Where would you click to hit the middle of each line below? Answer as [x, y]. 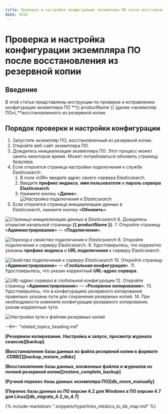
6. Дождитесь [132, 219]
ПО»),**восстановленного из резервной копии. [56, 112]
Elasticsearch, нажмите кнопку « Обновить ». [60, 210]
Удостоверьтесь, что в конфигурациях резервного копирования [74, 291]
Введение [21, 90]
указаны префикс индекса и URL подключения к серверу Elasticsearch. [83, 250]
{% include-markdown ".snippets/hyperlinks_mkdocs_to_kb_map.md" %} [81, 406]
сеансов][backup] [25, 342]
